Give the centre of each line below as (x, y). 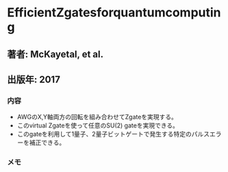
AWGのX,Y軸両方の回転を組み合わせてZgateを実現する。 (97, 117)
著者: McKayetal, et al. (55, 54)
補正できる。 (47, 143)
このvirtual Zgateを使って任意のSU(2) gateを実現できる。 (98, 125)
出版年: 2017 (34, 79)
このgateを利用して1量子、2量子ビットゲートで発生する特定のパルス (113, 134)
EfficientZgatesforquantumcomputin (114, 13)
